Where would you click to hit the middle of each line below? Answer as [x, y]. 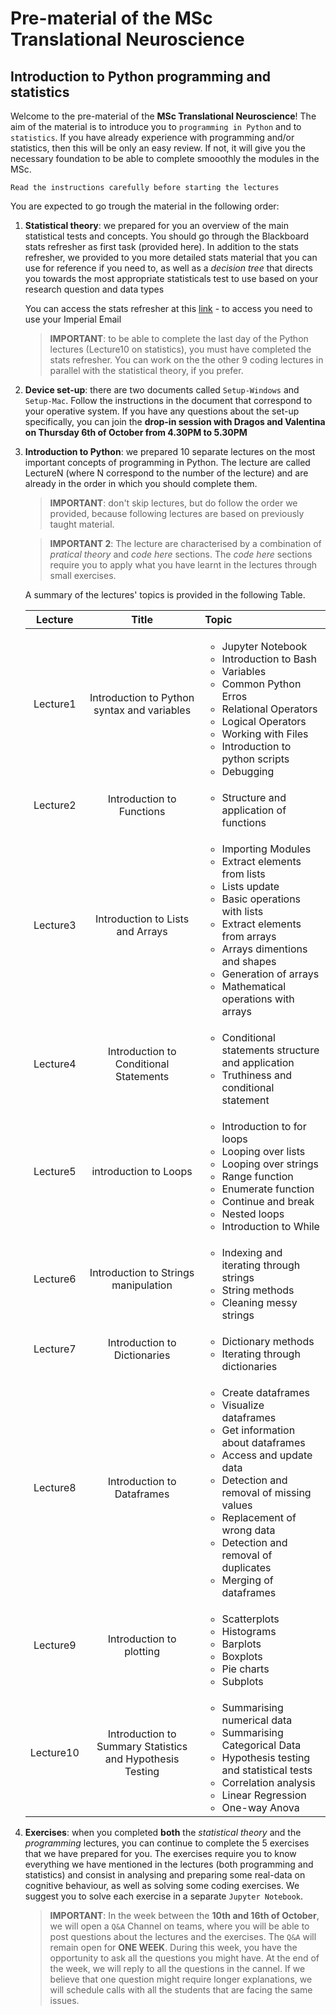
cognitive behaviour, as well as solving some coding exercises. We [162, 1885]
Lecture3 [55, 925]
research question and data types [94, 289]
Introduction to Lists [142, 919]
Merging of [247, 1580]
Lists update [250, 886]
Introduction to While [270, 1226]
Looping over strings [270, 1164]
